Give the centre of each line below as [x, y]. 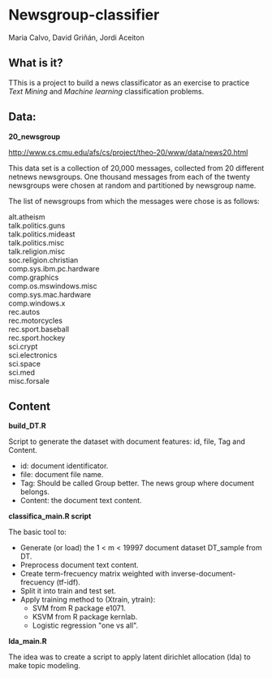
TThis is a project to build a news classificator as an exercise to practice [129, 82]
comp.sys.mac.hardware [50, 294]
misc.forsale [29, 380]
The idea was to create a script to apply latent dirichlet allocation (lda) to [130, 657]
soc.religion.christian [43, 260]
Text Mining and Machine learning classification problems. [106, 91]
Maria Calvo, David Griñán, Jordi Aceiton [76, 37]
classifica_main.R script [50, 516]
